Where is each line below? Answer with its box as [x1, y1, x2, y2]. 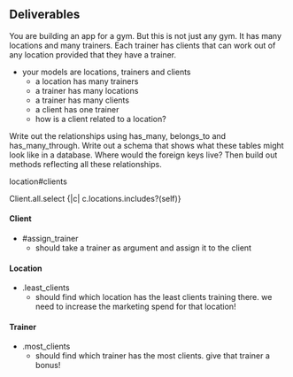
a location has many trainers [35, 75, 139, 87]
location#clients [9, 176, 68, 187]
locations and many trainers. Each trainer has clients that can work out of [9, 40, 276, 50]
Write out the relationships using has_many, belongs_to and [9, 130, 227, 141]
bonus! [35, 360, 61, 371]
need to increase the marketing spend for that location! [35, 301, 236, 312]
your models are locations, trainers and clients [21, 66, 191, 77]
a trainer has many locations [35, 85, 139, 96]
